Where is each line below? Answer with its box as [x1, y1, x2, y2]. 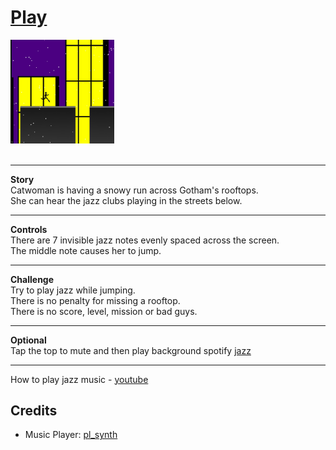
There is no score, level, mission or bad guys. [10, 305, 198, 317]
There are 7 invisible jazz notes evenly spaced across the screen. [10, 234, 280, 246]
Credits [10, 402, 58, 419]
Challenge [10, 273, 55, 285]
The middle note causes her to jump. [10, 244, 162, 256]
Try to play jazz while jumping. [10, 284, 136, 296]
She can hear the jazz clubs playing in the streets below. [10, 194, 243, 206]
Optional [10, 334, 47, 346]
